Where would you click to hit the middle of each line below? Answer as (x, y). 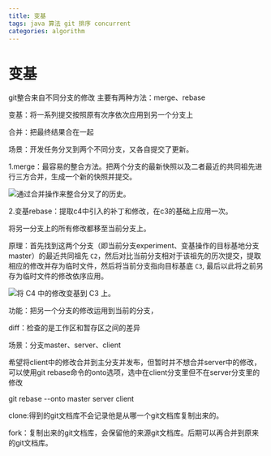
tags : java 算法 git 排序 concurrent (70, 24)
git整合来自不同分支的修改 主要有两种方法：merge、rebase (107, 97)
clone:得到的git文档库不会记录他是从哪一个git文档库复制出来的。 (116, 415)
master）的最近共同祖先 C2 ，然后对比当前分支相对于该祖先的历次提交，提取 (135, 256)
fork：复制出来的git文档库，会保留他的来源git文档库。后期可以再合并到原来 (134, 433)
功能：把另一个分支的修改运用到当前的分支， (83, 311)
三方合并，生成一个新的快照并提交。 (75, 177)
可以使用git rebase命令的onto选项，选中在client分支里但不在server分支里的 (134, 372)
